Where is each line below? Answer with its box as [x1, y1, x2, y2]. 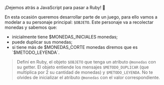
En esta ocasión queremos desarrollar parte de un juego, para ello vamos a [4, 14, 158, 20]
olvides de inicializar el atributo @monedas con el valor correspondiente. [16, 75, 160, 80]
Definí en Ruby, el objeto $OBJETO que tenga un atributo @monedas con [16, 59, 156, 64]
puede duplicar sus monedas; [11, 39, 73, 45]
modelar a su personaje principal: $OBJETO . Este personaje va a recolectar [4, 20, 154, 25]
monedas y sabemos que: [4, 24, 57, 30]
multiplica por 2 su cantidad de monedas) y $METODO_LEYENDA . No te [16, 69, 153, 75]
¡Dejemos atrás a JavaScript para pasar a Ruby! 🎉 [4, 5, 106, 10]
